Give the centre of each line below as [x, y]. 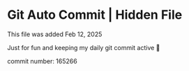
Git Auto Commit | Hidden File [95, 15]
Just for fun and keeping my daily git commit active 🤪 [84, 47]
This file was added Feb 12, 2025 [55, 34]
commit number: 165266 [43, 61]
